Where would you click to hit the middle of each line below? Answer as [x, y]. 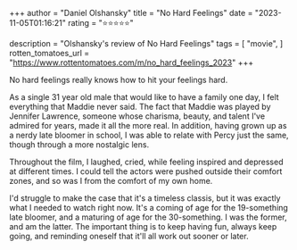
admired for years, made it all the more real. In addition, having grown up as [148, 125]
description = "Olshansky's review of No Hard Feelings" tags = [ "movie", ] [146, 43]
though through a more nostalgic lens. [79, 145]
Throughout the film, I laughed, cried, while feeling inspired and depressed [146, 162]
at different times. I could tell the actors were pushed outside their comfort [146, 171]
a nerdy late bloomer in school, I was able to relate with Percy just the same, [149, 135]
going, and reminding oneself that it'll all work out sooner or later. [129, 236]
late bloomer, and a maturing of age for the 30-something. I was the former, [148, 217]
